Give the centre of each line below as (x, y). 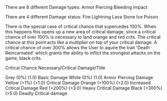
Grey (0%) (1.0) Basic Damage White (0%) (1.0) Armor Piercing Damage (79, 77)
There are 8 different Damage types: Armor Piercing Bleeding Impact (76, 7)
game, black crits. (24, 58)
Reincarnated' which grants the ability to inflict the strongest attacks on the (83, 53)
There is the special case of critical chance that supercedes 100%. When (81, 26)
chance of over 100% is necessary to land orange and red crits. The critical (83, 37)
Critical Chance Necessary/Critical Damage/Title (55, 68)
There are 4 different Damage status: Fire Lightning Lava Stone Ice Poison (81, 17)
